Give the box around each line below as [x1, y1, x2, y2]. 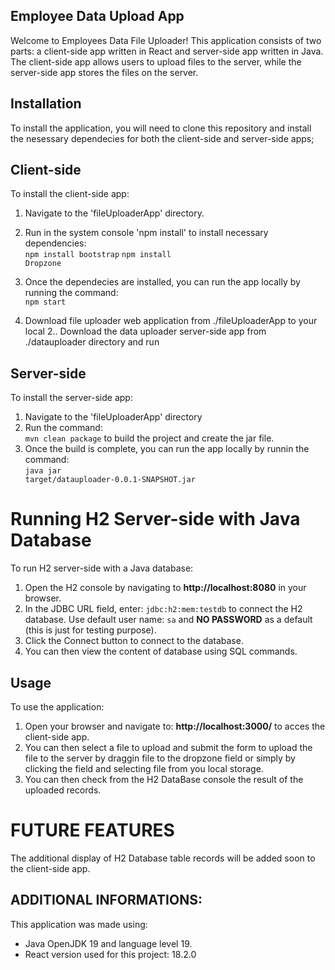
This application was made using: [10, 918, 148, 930]
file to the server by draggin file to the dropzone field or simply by [24, 752, 296, 764]
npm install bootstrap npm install [24, 250, 172, 260]
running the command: [24, 287, 119, 299]
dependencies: [24, 237, 87, 249]
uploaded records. [24, 784, 102, 796]
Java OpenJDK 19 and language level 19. [24, 937, 193, 949]
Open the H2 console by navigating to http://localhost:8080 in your [24, 582, 307, 594]
